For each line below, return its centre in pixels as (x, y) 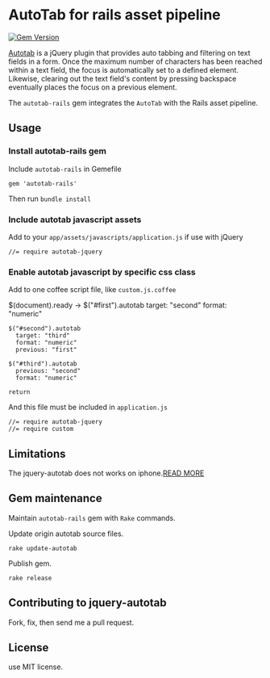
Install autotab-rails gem (58, 151)
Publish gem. (30, 563)
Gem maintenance (55, 498)
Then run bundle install (50, 199)
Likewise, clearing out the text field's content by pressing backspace (123, 78)
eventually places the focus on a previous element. (93, 87)
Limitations (37, 454)
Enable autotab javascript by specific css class (102, 272)
